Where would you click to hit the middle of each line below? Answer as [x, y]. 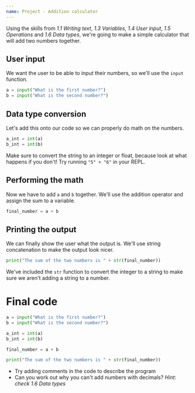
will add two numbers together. [44, 40]
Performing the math [45, 180]
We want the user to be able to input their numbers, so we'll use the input [95, 73]
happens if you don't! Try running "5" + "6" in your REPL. [76, 161]
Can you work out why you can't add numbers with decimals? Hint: [95, 377]
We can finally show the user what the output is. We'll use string [83, 243]
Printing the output [41, 229]
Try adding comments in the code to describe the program [85, 371]
